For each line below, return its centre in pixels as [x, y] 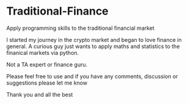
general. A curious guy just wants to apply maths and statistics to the [93, 46]
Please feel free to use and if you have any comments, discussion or [92, 76]
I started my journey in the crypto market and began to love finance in [94, 40]
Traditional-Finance [57, 11]
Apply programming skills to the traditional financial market [80, 28]
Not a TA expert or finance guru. [47, 64]
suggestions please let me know [47, 83]
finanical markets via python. [43, 52]
